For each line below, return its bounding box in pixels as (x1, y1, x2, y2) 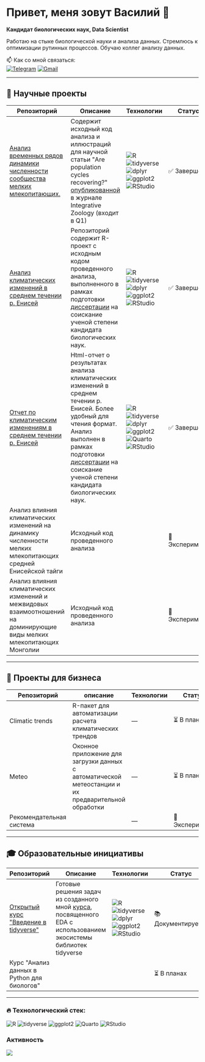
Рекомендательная (9, 813, 67, 821)
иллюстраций (70, 140, 112, 148)
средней (9, 559, 35, 568)
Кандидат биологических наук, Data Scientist (6, 26, 129, 33)
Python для (9, 974, 43, 983)
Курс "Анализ (9, 959, 50, 967)
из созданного (56, 895, 99, 904)
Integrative (70, 201, 102, 210)
